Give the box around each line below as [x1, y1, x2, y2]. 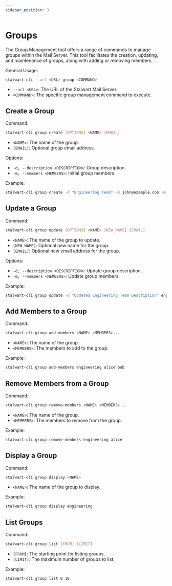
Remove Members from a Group [5, 379, 109, 388]
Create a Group [5, 106, 55, 115]
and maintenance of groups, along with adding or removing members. [5, 57, 153, 63]
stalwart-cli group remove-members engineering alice [5, 437, 123, 442]
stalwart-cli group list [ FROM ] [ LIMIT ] [5, 541, 93, 547]
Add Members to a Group [5, 307, 87, 315]
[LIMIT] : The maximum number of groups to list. [12, 556, 115, 562]
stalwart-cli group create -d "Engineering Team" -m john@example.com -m [5, 190, 166, 195]
